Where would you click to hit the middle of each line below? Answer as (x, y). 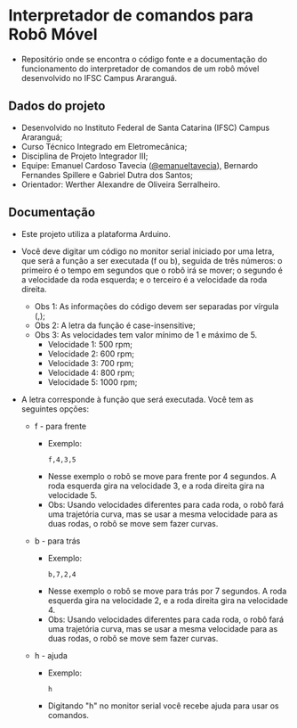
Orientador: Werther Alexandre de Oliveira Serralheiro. (120, 184)
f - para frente (60, 426)
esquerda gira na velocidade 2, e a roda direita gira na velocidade (168, 600)
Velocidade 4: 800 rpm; (91, 372)
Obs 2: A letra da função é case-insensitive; (115, 325)
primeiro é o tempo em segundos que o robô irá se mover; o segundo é (152, 270)
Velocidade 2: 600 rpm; (91, 354)
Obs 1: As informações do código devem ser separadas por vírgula (157, 306)
